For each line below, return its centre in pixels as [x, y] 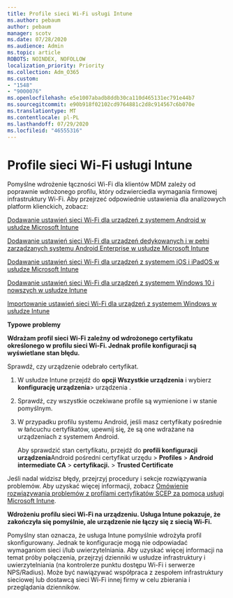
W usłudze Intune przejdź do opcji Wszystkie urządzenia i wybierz [114, 380]
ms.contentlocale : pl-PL [43, 117]
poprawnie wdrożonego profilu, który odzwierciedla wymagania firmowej [112, 192]
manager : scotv [29, 33]
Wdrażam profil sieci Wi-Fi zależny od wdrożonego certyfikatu [100, 338]
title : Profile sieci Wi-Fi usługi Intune [70, 14]
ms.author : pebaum [34, 20]
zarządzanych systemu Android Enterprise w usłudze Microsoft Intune [108, 248]
